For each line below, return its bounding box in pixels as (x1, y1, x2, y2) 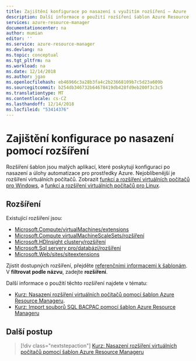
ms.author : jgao (6, 74, 45, 80)
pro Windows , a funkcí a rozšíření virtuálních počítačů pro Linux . (6, 182, 160, 189)
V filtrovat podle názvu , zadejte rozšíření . (6, 269, 108, 276)
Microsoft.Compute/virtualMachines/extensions (14, 226, 129, 233)
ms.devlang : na (6, 47, 43, 53)
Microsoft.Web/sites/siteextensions (14, 251, 100, 258)
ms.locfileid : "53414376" (6, 106, 69, 112)
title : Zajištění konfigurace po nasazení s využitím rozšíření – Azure (6, 8, 187, 15)
